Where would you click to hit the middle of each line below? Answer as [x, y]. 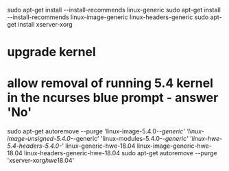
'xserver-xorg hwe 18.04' [41, 161]
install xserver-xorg [46, 24]
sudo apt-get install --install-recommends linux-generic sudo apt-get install [114, 10]
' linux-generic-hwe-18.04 [98, 146]
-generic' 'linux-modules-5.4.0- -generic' [131, 139]
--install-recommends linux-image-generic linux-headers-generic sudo [108, 17]
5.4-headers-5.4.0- [35, 146]
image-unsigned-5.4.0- [40, 139]
